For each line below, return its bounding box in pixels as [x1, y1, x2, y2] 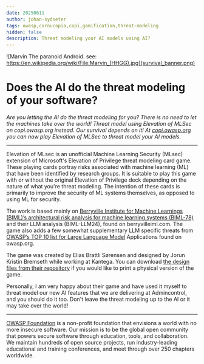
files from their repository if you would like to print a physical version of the [6, 264, 194, 272]
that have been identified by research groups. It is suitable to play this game [6, 170, 196, 177]
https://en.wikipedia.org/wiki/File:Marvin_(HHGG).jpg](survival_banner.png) [6, 60, 195, 67]
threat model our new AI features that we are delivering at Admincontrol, [6, 289, 187, 297]
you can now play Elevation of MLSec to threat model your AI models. [6, 133, 181, 140]
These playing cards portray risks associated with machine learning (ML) [6, 163, 189, 171]
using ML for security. [6, 196, 61, 203]
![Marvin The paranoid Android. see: [6, 53, 97, 60]
